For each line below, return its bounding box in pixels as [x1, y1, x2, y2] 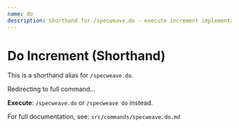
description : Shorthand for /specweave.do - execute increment [7, 17, 199, 24]
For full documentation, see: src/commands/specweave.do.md [7, 112, 181, 121]
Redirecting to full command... [7, 85, 96, 93]
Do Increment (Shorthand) [7, 48, 166, 64]
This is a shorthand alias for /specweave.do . [7, 71, 134, 80]
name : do [7, 10, 33, 18]
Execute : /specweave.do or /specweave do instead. [7, 99, 153, 107]
